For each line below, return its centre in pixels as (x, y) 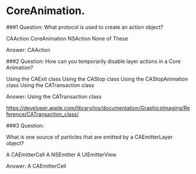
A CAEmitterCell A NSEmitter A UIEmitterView (61, 155)
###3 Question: (25, 125)
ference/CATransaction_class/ (43, 114)
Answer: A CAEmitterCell (36, 166)
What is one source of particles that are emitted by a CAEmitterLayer (89, 137)
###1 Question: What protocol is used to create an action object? (85, 27)
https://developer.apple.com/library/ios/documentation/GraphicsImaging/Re (98, 108)
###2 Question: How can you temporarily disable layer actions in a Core (93, 61)
